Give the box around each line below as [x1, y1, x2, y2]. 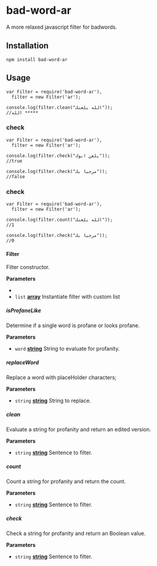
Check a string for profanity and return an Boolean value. [6, 530, 146, 537]
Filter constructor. [6, 264, 50, 271]
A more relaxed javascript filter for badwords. [6, 23, 117, 31]
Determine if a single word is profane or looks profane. [6, 322, 140, 329]
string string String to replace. [14, 397, 91, 404]
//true [6, 158, 23, 164]
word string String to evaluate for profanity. [14, 345, 120, 352]
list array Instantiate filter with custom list [14, 293, 120, 300]
